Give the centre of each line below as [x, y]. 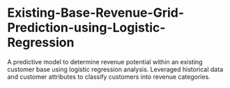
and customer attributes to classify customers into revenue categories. [109, 76]
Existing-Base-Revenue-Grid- [96, 13]
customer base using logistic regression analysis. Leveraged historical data [115, 69]
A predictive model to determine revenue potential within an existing [105, 61]
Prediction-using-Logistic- [86, 28]
